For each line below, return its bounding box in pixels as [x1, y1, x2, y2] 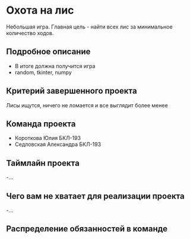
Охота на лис [6, 4, 74, 17]
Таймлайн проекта [6, 158, 80, 168]
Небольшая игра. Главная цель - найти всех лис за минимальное [6, 23, 173, 30]
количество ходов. [6, 29, 54, 36]
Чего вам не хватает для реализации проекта [6, 191, 185, 201]
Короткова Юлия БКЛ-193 [14, 135, 81, 142]
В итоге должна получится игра [14, 62, 96, 69]
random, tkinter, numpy [14, 69, 72, 76]
